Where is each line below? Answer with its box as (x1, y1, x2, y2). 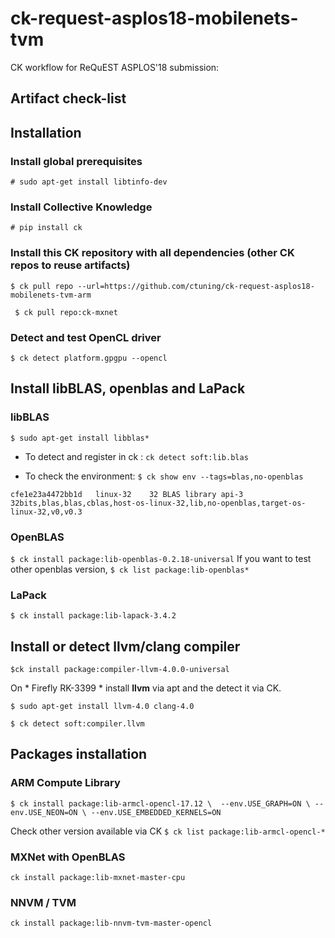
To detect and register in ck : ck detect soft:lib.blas (24, 450, 249, 462)
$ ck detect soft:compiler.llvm (10, 719, 145, 729)
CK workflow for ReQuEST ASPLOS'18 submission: (10, 61, 220, 73)
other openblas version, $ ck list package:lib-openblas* (10, 563, 250, 575)
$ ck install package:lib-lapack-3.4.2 (10, 611, 177, 621)
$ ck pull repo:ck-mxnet (14, 307, 118, 317)
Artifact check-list (10, 90, 127, 107)
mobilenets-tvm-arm (10, 290, 92, 300)
